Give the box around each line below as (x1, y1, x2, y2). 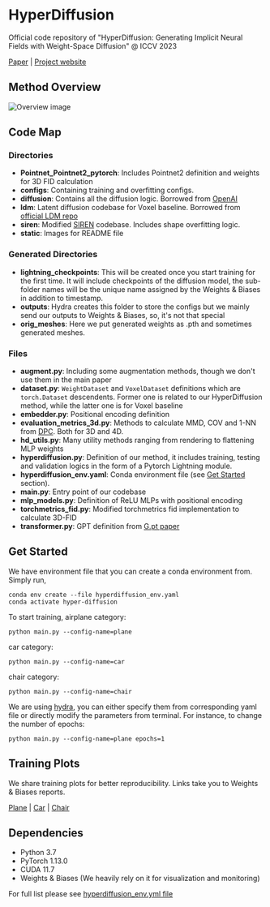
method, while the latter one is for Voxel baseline (19, 401, 184, 411)
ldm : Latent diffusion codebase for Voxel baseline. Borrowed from (19, 203, 241, 213)
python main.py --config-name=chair (8, 687, 132, 695)
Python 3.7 (19, 848, 57, 858)
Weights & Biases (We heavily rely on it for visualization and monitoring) (19, 874, 261, 883)
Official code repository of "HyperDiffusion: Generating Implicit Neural (8, 32, 243, 42)
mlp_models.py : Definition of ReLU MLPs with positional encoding (19, 496, 243, 505)
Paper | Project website (8, 57, 87, 67)
